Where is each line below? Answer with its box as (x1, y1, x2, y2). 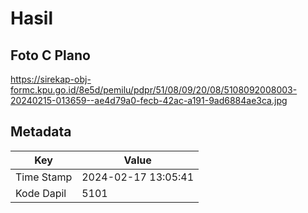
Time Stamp (15, 170, 73, 184)
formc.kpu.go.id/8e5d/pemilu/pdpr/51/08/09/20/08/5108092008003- (10, 84, 298, 96)
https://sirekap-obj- (10, 73, 92, 85)
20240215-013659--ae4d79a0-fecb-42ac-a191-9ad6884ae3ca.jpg (10, 95, 288, 106)
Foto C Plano (10, 47, 91, 64)
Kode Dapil (15, 186, 67, 200)
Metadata (10, 123, 72, 141)
